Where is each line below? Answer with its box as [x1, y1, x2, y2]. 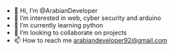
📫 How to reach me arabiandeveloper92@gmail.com [13, 37, 168, 44]
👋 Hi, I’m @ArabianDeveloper [13, 7, 98, 14]
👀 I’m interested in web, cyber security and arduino [13, 14, 162, 22]
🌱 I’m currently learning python [13, 21, 104, 29]
